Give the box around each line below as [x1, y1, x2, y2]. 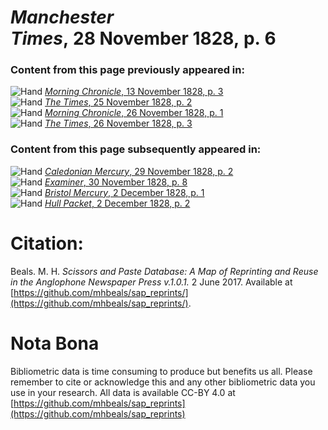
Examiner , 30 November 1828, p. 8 [44, 176, 188, 188]
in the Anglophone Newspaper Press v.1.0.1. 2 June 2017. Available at [10, 276, 293, 288]
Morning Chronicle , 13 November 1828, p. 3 [44, 86, 224, 98]
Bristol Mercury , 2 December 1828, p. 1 [44, 186, 205, 198]
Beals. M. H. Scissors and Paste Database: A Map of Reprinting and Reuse [10, 265, 319, 277]
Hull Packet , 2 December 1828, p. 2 [44, 197, 191, 209]
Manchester [10, 6, 115, 29]
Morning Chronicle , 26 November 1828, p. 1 [44, 107, 224, 119]
